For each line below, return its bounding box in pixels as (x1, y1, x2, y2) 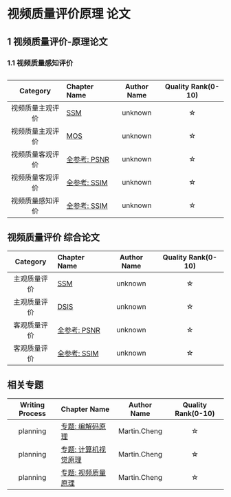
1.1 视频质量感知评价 (7, 58, 74, 67)
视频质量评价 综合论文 (7, 231, 100, 244)
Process (18, 408, 47, 418)
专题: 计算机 (60, 444, 100, 454)
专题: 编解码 (60, 421, 100, 431)
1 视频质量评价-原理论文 (7, 36, 108, 47)
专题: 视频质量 (60, 467, 107, 477)
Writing (19, 400, 45, 409)
